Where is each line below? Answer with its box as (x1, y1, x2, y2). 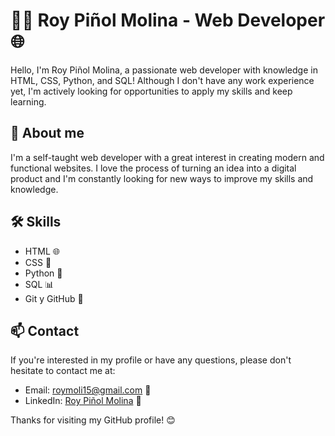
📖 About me (10, 125, 85, 142)
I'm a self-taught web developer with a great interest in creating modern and (10, 151, 325, 163)
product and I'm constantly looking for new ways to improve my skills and (10, 172, 314, 184)
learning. (10, 95, 47, 108)
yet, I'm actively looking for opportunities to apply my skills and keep (10, 85, 293, 97)
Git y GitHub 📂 (24, 292, 84, 304)
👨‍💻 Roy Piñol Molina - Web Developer (10, 9, 326, 32)
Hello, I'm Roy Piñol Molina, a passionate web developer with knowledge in (10, 64, 318, 76)
